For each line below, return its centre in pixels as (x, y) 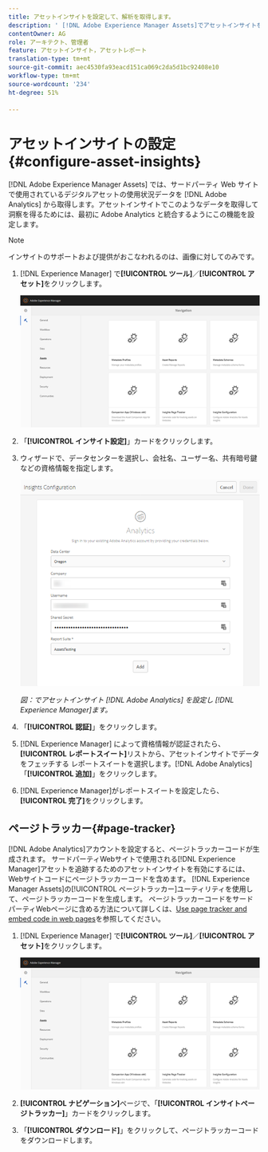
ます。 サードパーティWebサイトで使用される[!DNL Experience (132, 859)
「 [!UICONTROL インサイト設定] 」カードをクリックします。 (118, 441)
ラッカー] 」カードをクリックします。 (95, 1113)
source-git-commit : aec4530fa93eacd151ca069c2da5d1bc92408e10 (114, 68)
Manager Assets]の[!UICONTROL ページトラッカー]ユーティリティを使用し (131, 889)
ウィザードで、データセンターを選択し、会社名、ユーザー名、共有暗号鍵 (138, 458)
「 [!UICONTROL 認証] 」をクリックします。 (91, 727)
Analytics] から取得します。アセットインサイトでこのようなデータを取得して (134, 204)
